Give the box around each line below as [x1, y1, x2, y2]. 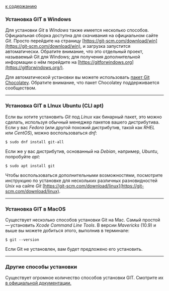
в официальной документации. [5, 280, 72, 286]
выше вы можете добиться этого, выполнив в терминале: [5, 227, 130, 233]
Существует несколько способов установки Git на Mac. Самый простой [5, 217, 160, 223]
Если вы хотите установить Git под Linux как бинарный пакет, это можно [5, 114, 162, 120]
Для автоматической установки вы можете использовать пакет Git [5, 74, 150, 80]
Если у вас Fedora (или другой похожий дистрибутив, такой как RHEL [5, 124, 155, 130]
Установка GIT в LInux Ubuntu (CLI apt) [5, 102, 104, 109]
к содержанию [5, 4, 37, 9]
